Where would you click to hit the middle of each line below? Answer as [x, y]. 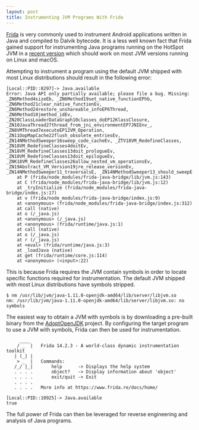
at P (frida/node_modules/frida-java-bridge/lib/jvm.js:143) [94, 177]
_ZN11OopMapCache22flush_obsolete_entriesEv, [63, 135]
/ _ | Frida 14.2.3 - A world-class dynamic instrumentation [98, 346]
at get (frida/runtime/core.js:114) [62, 255]
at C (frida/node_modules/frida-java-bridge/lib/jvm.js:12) [93, 182]
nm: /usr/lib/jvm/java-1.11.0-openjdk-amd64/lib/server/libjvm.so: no [95, 301]
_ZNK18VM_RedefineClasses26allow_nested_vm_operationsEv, [79, 162]
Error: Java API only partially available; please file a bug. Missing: [98, 94]
